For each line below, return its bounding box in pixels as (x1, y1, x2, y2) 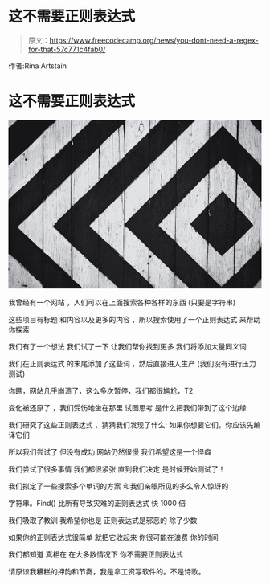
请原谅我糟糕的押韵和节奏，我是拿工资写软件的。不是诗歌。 (8, 566, 206, 576)
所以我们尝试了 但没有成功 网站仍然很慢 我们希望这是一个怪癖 (8, 447, 211, 456)
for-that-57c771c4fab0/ (27, 44, 106, 54)
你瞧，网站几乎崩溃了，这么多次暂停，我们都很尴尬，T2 (8, 386, 194, 395)
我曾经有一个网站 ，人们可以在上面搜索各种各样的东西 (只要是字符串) (8, 297, 236, 307)
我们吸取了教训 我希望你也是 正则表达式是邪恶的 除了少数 (8, 515, 198, 525)
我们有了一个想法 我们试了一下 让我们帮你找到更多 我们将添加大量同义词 (8, 341, 247, 351)
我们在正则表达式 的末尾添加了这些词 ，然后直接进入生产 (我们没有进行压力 (8, 358, 256, 368)
